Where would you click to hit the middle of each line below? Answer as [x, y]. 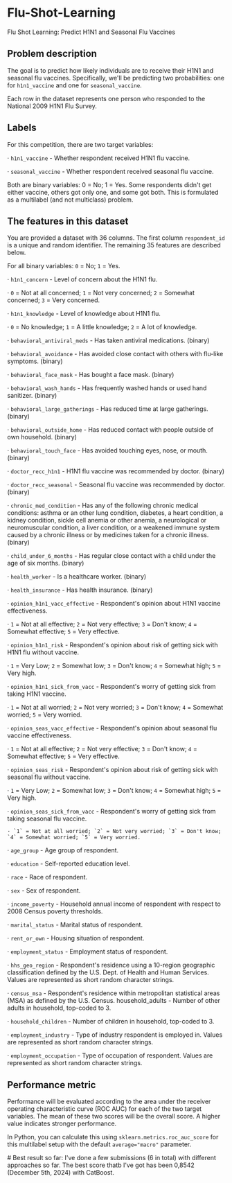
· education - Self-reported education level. [69, 864]
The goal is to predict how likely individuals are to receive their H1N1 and [110, 70]
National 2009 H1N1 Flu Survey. [52, 106]
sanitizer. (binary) [32, 396]
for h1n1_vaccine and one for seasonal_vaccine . [74, 85]
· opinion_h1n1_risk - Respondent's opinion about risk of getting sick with [113, 645]
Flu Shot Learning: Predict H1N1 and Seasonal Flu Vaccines [91, 32]
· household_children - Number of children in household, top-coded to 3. [111, 1022]
